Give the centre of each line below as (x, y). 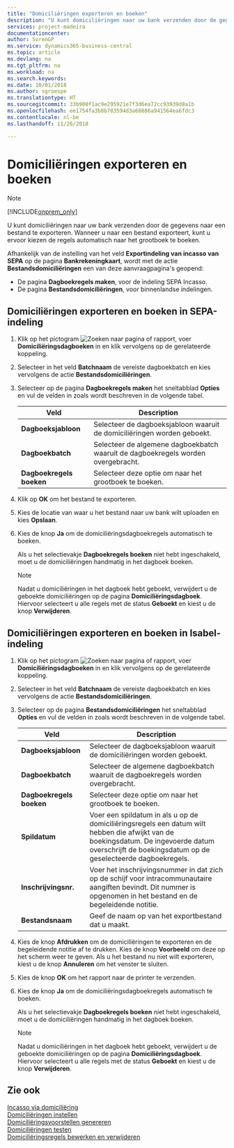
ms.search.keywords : (37, 78)
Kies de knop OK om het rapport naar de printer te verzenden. (107, 978)
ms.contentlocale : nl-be (43, 117)
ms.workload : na (31, 72)
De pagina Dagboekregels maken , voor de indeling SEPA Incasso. (112, 282)
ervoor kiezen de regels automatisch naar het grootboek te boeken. (104, 240)
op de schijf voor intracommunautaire (151, 878)
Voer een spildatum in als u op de (144, 815)
